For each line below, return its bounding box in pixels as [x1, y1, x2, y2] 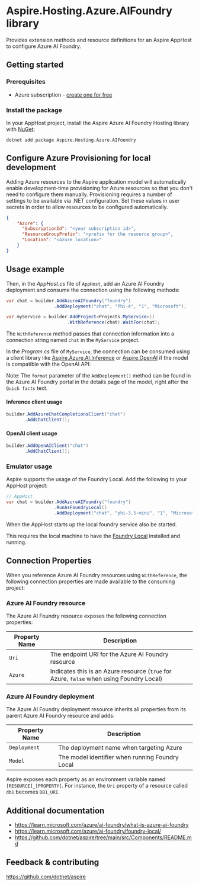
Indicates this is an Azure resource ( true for [50, 667, 172, 675]
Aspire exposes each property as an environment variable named [6, 776, 166, 783]
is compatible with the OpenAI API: [6, 360, 91, 368]
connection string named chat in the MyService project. [6, 337, 140, 344]
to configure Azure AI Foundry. [6, 43, 82, 50]
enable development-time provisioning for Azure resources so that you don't [6, 184, 193, 191]
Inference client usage [6, 398, 63, 405]
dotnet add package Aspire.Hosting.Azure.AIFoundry [6, 137, 136, 143]
